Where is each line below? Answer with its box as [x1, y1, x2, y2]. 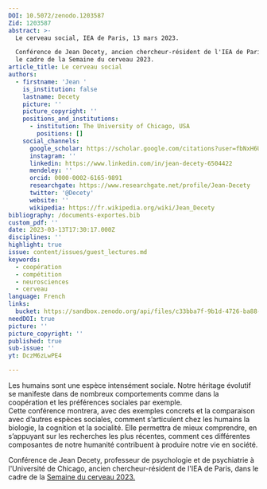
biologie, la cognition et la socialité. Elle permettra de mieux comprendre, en [8, 423, 257, 432]
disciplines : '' [8, 233, 62, 241]
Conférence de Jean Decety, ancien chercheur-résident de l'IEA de [15, 49, 244, 57]
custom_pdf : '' [8, 218, 59, 227]
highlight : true [8, 241, 62, 249]
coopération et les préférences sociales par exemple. [8, 397, 183, 407]
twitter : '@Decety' [29, 189, 94, 197]
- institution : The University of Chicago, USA [29, 123, 191, 131]
